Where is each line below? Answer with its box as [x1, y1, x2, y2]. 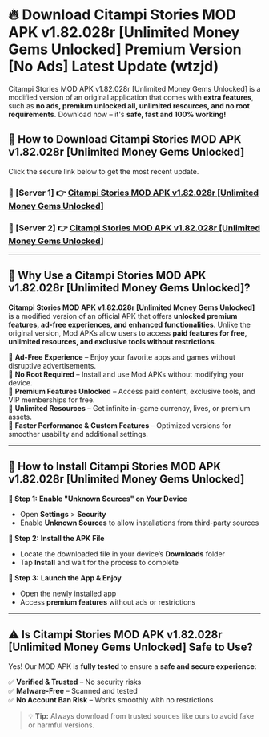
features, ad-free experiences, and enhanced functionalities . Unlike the [8, 320, 251, 329]
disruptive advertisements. [8, 360, 96, 370]
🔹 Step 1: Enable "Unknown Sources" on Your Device [8, 494, 188, 503]
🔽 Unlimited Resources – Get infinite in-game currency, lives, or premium [8, 403, 251, 413]
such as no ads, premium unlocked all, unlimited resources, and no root [8, 100, 251, 110]
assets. [8, 412, 32, 421]
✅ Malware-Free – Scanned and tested [8, 686, 138, 696]
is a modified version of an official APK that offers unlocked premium [8, 311, 238, 320]
